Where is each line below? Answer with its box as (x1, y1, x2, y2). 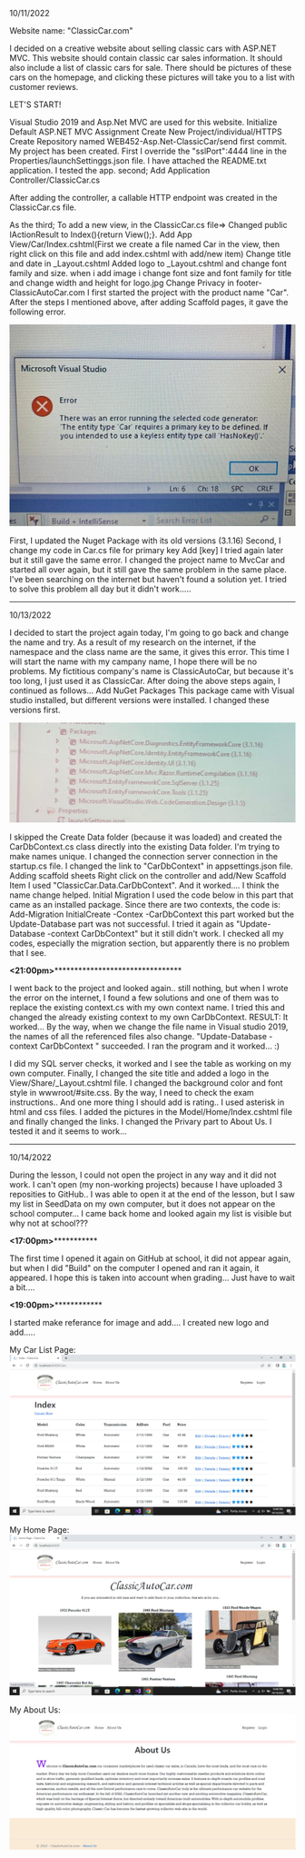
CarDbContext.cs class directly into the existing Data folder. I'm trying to (9, 840, 280, 852)
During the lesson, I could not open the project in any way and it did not (9, 1169, 277, 1180)
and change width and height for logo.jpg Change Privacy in (9, 277, 234, 288)
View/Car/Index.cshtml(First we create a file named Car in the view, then (9, 239, 280, 249)
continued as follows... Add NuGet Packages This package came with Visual (9, 685, 295, 696)
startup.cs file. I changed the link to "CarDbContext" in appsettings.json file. (9, 860, 293, 871)
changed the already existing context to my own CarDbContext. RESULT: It (9, 1011, 289, 1022)
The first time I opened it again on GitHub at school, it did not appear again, (9, 1253, 291, 1264)
